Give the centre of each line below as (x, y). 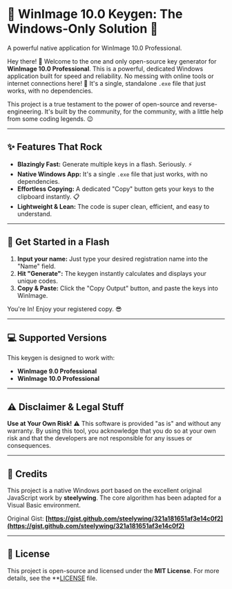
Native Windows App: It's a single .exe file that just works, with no (113, 174)
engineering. (25, 111)
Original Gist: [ (28, 518)
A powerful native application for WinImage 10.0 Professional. (95, 48)
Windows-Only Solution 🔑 (83, 29)
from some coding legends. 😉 (50, 119)
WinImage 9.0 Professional (57, 371)
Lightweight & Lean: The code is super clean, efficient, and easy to (113, 206)
